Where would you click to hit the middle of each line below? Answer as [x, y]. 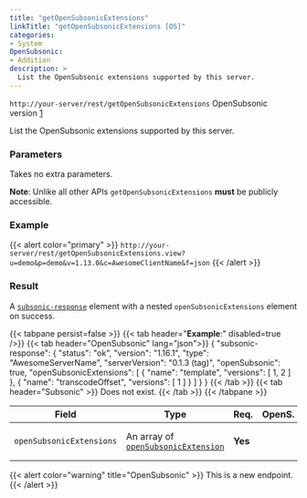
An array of [150, 436]
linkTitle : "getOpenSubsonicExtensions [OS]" [97, 26]
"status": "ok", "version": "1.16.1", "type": [134, 353]
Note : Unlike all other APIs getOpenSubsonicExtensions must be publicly [144, 192]
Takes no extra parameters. [61, 174]
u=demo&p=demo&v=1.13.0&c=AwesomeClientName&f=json [110, 264]
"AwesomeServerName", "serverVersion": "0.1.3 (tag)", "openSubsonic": [145, 362]
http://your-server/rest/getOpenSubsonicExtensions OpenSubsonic [138, 103]
